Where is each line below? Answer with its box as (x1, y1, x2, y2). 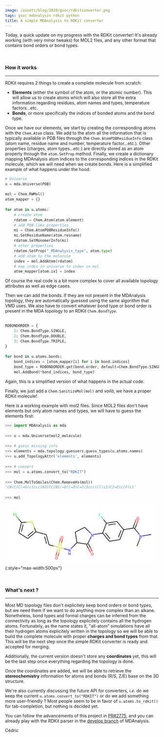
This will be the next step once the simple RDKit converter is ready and (5, 639, 148, 645)
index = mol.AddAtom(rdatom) (14, 259, 73, 264)
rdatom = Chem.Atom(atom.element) (14, 217, 84, 222)
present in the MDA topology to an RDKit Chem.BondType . (5, 308, 118, 314)
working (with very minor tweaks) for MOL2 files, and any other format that (5, 37, 156, 43)
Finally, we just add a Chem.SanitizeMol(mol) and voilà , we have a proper (5, 388, 151, 394)
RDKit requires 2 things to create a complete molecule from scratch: (5, 80, 142, 85)
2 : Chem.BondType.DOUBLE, (14, 334, 67, 338)
